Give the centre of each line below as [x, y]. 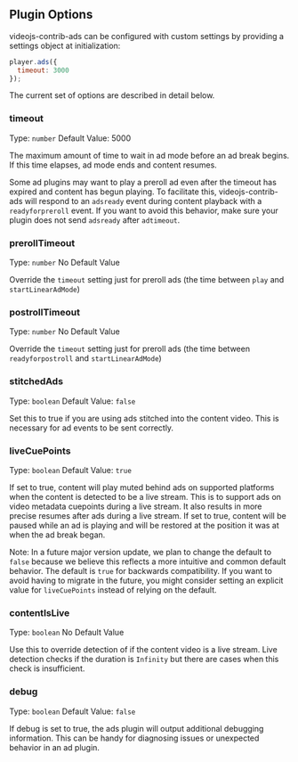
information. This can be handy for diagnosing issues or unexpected [134, 738]
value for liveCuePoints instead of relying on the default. [113, 590]
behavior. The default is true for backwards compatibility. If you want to [141, 570]
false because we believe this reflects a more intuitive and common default [148, 561]
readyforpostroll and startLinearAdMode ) [85, 358]
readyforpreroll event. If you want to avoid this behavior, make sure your [144, 210]
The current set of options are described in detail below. [112, 95]
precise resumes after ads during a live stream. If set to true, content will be [148, 515]
